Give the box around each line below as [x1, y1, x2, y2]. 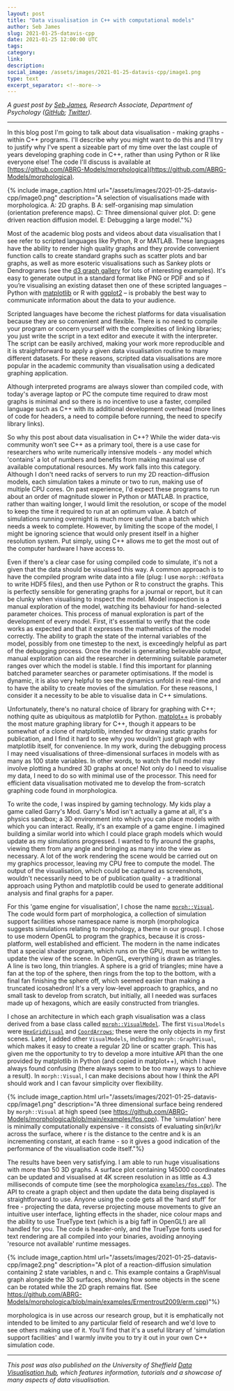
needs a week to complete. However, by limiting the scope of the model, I [7, 522, 218, 530]
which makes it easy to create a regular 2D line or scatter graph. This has [7, 1042, 217, 1050]
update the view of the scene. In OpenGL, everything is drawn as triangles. [7, 954, 222, 963]
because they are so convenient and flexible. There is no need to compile [7, 317, 218, 325]
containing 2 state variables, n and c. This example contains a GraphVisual [7, 1268, 221, 1277]
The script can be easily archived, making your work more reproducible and [7, 339, 225, 348]
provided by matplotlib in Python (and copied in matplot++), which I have [7, 1057, 217, 1065]
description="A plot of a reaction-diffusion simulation [58, 1260, 212, 1269]
